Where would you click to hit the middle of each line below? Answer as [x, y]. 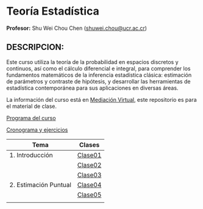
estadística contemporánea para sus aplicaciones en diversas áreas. [92, 88]
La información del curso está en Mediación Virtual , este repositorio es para [101, 99]
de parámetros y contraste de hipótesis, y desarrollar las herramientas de [98, 81]
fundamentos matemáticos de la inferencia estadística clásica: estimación [99, 75]
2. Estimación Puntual [41, 185]
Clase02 [89, 165]
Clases [89, 144]
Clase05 [89, 194]
